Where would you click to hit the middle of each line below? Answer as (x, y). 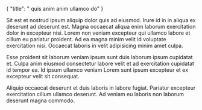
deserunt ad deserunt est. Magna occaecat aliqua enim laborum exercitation (101, 27)
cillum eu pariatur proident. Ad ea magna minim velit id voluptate (87, 39)
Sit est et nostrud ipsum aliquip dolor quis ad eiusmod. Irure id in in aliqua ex (101, 20)
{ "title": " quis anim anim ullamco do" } (55, 9)
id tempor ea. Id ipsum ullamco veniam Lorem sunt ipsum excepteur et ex (97, 70)
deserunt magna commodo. (41, 100)
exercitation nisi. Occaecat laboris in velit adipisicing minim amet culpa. (95, 45)
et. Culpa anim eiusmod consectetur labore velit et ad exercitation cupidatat (100, 63)
